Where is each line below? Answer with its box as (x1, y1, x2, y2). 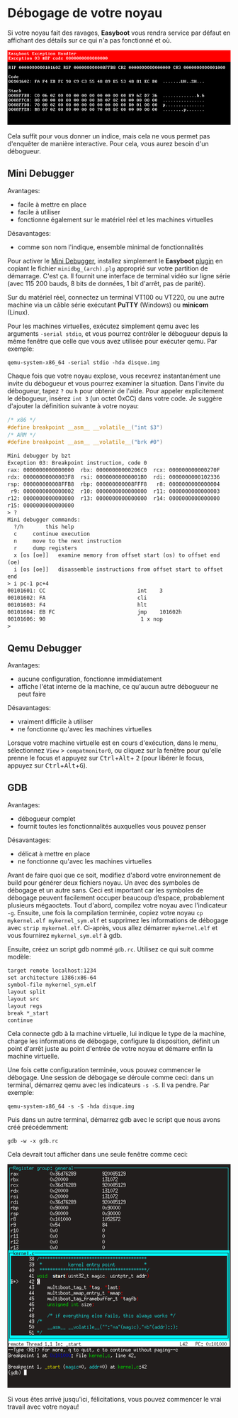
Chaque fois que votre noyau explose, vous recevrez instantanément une (7, 371, 221, 380)
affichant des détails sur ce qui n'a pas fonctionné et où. (7, 36, 172, 44)
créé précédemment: (7, 1123, 69, 1131)
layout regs (7, 1003, 42, 1010)
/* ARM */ (7, 431, 37, 438)
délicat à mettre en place (17, 849, 91, 858)
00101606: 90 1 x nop (7, 616, 163, 623)
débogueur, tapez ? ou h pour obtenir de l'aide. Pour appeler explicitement (7, 386, 225, 395)
